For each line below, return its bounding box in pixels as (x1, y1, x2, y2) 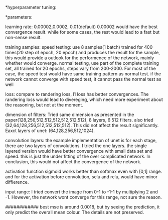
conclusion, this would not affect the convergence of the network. (5, 159, 142, 165)
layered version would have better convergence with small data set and (5, 148, 153, 154)
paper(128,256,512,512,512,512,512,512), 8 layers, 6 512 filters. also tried (5, 117, 154, 123)
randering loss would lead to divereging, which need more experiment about (5, 96, 163, 102)
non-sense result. (5, 35, 42, 40)
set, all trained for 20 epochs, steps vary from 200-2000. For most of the (5, 65, 156, 71)
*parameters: (5, 14, 33, 20)
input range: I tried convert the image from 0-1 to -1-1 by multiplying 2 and (5, 189, 158, 195)
